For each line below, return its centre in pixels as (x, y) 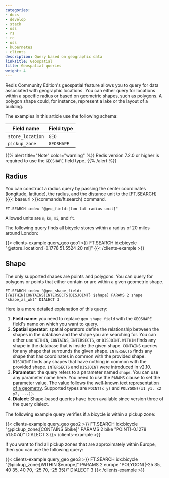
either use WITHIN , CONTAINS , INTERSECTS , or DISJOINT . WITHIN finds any (84, 340)
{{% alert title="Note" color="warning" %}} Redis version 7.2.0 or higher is (82, 155)
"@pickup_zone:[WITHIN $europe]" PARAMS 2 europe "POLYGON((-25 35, (83, 464)
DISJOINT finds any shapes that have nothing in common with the (79, 361)
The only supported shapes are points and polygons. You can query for (79, 276)
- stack (13, 24)
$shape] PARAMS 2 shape (118, 295)
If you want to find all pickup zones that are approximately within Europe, (81, 444)
